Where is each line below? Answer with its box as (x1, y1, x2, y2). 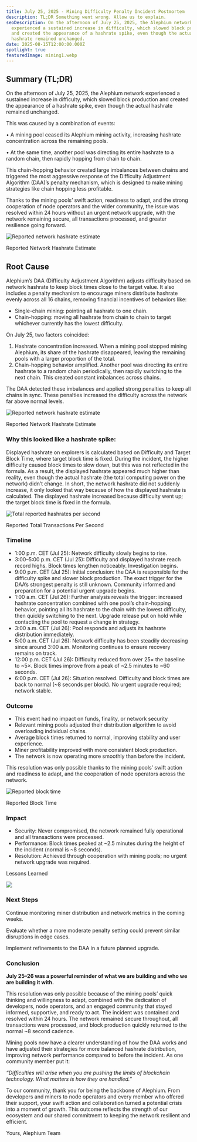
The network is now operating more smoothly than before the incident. (14, 753, 186, 760)
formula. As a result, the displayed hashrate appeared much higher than (6, 467, 180, 474)
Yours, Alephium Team (6, 1130, 61, 1137)
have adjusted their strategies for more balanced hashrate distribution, (6, 1046, 176, 1053)
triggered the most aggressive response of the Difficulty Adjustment (6, 173, 171, 180)
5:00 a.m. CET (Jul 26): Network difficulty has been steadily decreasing (14, 637, 188, 644)
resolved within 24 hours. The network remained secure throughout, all (6, 1016, 178, 1023)
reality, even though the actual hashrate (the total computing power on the (6, 474, 186, 481)
